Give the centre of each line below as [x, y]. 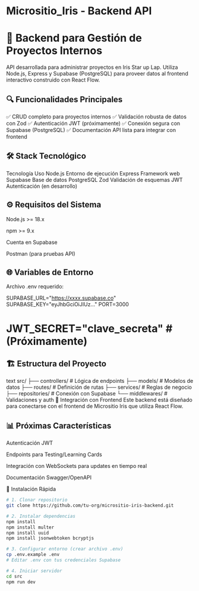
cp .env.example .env [33, 555]
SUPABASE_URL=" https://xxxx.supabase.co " [61, 298]
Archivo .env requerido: [35, 287]
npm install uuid [28, 533]
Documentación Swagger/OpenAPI [49, 477]
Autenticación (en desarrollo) [42, 186]
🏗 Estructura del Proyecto [56, 364]
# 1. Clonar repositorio [37, 500]
